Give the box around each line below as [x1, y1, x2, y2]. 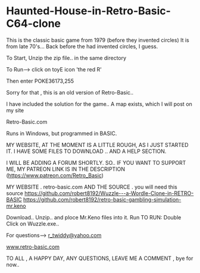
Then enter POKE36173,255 [6, 77, 74, 84]
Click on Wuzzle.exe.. [6, 220, 60, 227]
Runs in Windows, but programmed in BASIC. [6, 130, 117, 137]
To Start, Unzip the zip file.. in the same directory [6, 54, 127, 61]
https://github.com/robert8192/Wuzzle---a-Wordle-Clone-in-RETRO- [24, 189, 194, 197]
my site [6, 106, 24, 114]
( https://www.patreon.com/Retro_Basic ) [6, 171, 104, 179]
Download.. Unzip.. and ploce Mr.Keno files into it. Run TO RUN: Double [6, 214, 182, 221]
